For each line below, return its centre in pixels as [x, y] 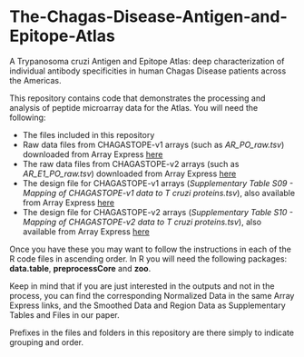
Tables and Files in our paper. [64, 314]
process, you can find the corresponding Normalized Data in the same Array [152, 295]
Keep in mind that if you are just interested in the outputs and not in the [142, 286]
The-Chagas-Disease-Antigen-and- [148, 17]
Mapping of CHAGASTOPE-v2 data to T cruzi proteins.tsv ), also [142, 222]
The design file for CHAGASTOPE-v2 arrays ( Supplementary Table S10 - [157, 212]
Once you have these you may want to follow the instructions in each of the [151, 249]
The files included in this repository [88, 134]
